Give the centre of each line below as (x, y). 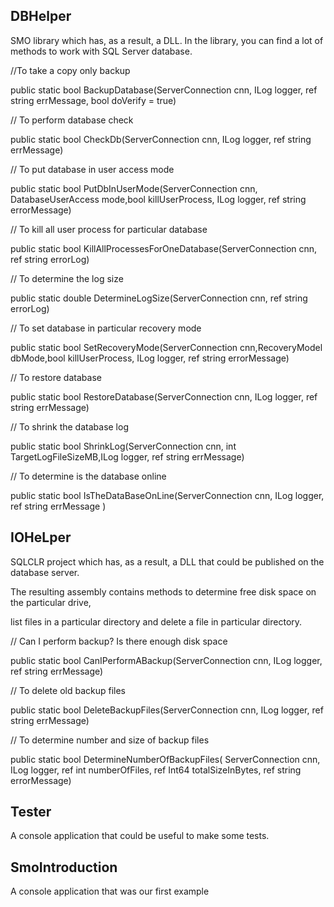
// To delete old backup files (68, 690)
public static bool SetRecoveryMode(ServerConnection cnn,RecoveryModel (166, 347)
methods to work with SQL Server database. (101, 51)
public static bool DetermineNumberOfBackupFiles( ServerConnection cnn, (165, 759)
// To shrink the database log (69, 426)
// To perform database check (72, 120)
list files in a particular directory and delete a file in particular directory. (156, 621)
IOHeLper (41, 537)
